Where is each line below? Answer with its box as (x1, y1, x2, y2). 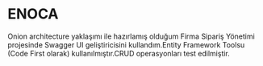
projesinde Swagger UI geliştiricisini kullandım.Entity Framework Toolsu (7, 39, 245, 49)
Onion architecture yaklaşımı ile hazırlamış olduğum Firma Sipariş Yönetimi (7, 31, 255, 41)
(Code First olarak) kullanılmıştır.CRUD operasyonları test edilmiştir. (7, 48, 231, 58)
